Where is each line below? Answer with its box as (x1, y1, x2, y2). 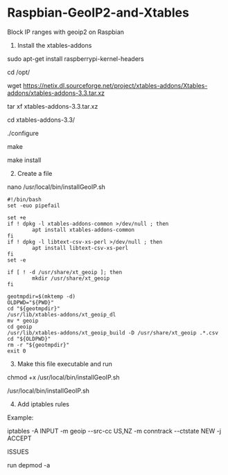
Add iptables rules (17, 400, 69, 408)
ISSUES (7, 447, 29, 456)
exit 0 (7, 348, 26, 355)
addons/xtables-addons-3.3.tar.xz (7, 89, 105, 97)
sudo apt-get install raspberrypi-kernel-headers (7, 54, 144, 63)
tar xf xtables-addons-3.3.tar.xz (7, 102, 98, 110)
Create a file (17, 169, 53, 177)
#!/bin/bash (7, 196, 42, 203)
